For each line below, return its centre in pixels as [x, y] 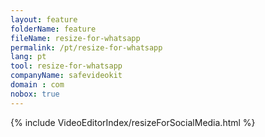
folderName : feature [53, 29]
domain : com [37, 85]
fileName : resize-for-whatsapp [75, 38]
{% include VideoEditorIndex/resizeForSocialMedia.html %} [133, 122]
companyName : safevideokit [66, 76]
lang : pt [28, 57]
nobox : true [35, 94]
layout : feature [44, 19]
